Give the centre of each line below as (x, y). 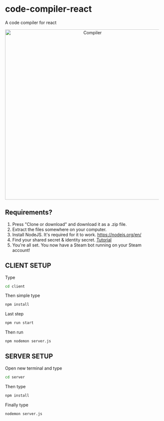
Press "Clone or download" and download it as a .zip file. (69, 224)
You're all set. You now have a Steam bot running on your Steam (77, 245)
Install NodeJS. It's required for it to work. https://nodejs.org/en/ (77, 234)
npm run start (20, 323)
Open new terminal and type (34, 368)
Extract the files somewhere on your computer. (59, 229)
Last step (14, 314)
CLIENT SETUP (28, 266)
